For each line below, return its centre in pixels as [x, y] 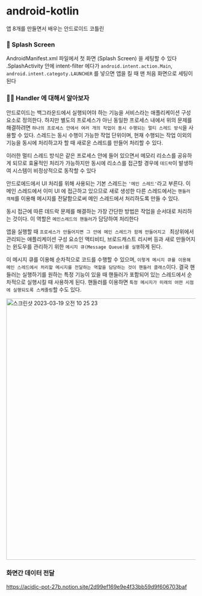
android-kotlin [43, 11]
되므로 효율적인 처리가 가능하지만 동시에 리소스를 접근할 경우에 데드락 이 [95, 163]
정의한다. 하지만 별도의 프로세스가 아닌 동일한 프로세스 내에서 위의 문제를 [107, 120]
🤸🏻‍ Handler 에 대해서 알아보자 [48, 98]
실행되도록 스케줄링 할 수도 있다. [47, 289]
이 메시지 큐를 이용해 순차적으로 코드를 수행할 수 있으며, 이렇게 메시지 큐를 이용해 [99, 259]
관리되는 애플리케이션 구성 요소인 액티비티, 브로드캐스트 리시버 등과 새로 [90, 239]
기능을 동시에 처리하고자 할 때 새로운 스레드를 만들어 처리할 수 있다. [85, 142]
